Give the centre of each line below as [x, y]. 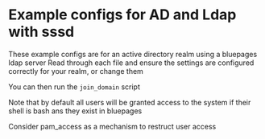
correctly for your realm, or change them [76, 71]
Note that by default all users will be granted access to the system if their [130, 102]
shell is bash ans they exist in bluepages [75, 111]
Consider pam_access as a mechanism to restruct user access [112, 126]
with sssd [41, 32]
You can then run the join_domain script [75, 87]
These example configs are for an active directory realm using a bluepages [133, 54]
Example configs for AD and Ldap [122, 15]
